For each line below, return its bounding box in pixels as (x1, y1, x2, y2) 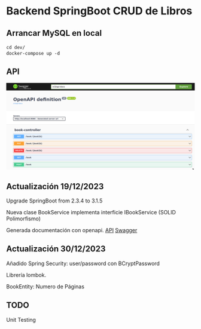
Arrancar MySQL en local (6, 28, 102, 38)
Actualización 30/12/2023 (6, 244, 106, 254)
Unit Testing (6, 316, 36, 323)
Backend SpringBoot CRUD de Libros (6, 4, 193, 18)
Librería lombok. (6, 271, 47, 278)
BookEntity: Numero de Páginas (6, 282, 85, 290)
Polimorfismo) (6, 215, 41, 222)
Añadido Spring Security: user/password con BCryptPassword (6, 260, 160, 267)
